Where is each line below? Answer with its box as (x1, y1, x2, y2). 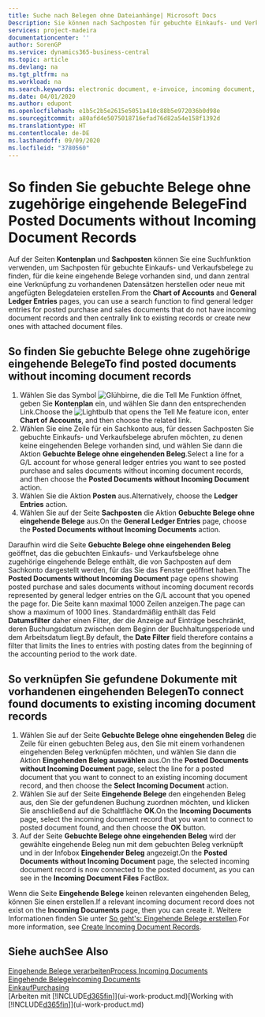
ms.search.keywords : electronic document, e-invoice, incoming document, (8, 85, 256, 93)
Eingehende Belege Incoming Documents (8, 974, 141, 984)
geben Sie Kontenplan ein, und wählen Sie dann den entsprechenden (19, 399, 247, 408)
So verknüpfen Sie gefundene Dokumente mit (8, 672, 238, 686)
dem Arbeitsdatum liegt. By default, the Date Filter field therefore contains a (8, 633, 254, 642)
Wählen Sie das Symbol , (19, 391, 243, 400)
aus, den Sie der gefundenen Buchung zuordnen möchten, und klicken (19, 797, 250, 807)
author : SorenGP (8, 41, 62, 49)
